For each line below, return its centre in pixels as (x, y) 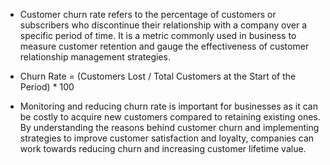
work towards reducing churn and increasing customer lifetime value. (163, 148)
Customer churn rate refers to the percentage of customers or (148, 14)
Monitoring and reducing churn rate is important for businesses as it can (168, 106)
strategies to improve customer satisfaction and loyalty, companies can (167, 138)
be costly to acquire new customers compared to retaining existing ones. (170, 117)
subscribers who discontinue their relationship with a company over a (163, 25)
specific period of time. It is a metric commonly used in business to (158, 35)
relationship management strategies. (95, 57)
